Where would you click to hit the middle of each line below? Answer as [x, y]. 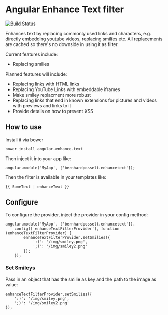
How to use [23, 127]
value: [12, 284]
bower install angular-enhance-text [44, 149]
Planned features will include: [36, 74]
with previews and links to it [42, 105]
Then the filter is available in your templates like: [56, 177]
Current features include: [32, 54]
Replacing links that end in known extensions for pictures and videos [85, 100]
